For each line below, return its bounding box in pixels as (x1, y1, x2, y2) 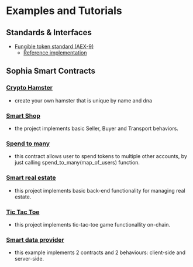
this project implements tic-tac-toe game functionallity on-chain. (14, 221, 171, 228)
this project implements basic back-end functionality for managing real (14, 187, 185, 194)
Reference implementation (23, 49, 87, 56)
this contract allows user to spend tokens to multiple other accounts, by (14, 153, 187, 160)
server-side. (14, 255, 44, 262)
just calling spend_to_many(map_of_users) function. (14, 159, 140, 166)
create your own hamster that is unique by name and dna (14, 97, 153, 104)
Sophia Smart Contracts (6, 66, 95, 76)
